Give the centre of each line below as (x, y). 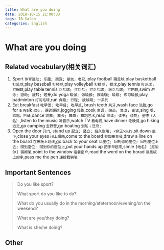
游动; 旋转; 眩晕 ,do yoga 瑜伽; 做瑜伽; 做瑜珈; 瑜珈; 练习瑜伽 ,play (84, 95)
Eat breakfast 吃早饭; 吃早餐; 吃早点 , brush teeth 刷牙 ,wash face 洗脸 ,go (82, 105)
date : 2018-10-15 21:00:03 (33, 14)
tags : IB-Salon (21, 19)
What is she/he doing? (40, 227)
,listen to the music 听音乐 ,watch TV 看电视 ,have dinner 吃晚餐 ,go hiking (89, 121)
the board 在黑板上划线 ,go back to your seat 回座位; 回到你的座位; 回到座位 (83, 141)
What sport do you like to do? (47, 194)
